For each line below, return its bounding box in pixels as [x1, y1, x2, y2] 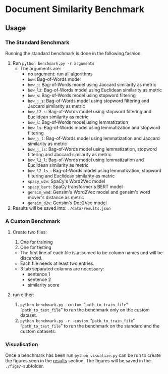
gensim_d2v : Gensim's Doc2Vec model [27, 200, 107, 206]
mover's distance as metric [27, 194, 84, 200]
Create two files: [12, 229, 47, 236]
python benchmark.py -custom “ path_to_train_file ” [20, 302, 129, 308]
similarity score [27, 282, 60, 288]
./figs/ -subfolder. [5, 363, 44, 369]
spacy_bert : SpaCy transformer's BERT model [27, 183, 123, 190]
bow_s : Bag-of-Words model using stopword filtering [27, 92, 136, 98]
